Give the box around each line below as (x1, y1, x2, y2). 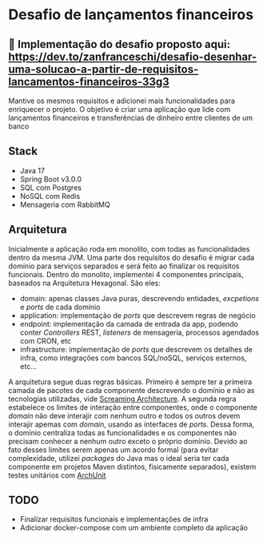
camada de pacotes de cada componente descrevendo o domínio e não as (8, 385, 255, 395)
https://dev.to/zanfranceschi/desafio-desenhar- (8, 50, 257, 63)
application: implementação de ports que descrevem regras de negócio (19, 310, 256, 320)
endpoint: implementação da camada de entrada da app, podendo (19, 319, 238, 328)
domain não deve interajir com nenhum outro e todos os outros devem (8, 411, 241, 420)
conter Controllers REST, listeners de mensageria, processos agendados (19, 328, 260, 337)
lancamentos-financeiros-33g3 (8, 74, 169, 89)
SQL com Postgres (19, 182, 82, 193)
